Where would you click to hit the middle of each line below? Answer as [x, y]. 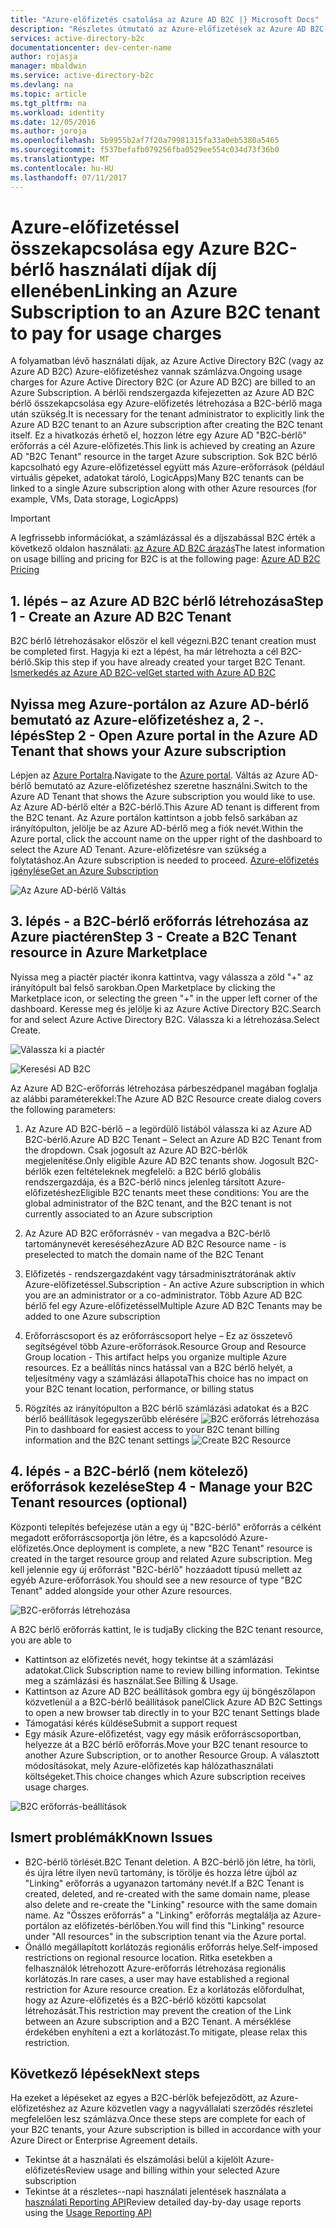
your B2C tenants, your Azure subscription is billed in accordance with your [166, 2130]
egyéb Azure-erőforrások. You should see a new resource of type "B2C [156, 1580]
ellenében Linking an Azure [124, 290]
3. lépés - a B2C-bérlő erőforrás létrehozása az [160, 921]
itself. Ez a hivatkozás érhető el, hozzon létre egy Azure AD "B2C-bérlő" [158, 435]
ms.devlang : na [42, 85]
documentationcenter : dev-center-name [91, 47]
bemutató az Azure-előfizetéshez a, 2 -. [137, 719]
